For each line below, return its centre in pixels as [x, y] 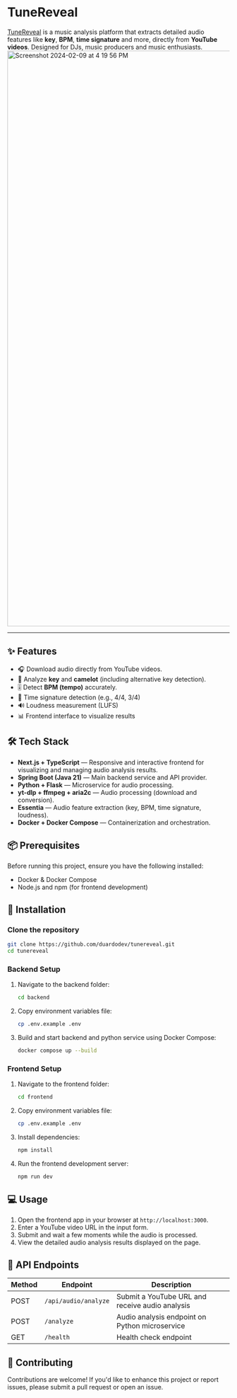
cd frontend [35, 1097]
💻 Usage [28, 1199]
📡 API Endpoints [43, 1265]
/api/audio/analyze [77, 1301]
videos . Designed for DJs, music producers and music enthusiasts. [105, 47]
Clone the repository [43, 929]
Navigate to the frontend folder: [63, 1084]
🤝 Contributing [40, 1362]
